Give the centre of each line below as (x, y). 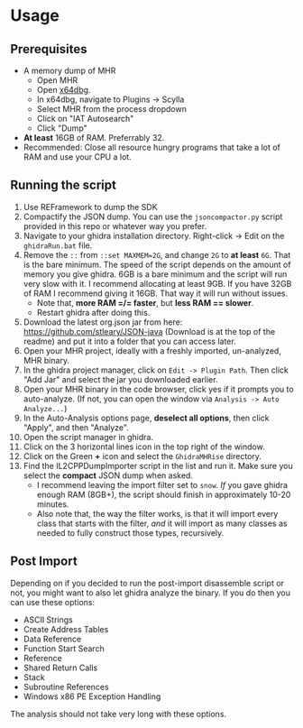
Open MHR (57, 80)
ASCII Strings (48, 620)
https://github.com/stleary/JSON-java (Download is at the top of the (149, 331)
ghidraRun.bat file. (58, 245)
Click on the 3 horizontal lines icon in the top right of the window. (144, 447)
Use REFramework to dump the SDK (90, 207)
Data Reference (52, 639)
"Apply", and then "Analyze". (76, 427)
